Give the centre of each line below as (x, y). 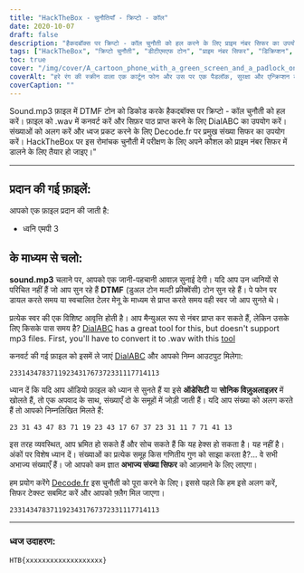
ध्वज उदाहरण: (33, 541)
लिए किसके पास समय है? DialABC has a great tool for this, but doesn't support (145, 329)
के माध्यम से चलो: (46, 258)
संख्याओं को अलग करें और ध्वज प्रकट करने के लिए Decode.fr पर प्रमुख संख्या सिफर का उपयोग (147, 131)
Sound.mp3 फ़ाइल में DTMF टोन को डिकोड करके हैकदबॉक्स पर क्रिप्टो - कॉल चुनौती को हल (147, 110)
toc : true (28, 60)
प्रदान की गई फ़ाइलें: (51, 190)
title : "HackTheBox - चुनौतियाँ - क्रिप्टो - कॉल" (89, 18)
